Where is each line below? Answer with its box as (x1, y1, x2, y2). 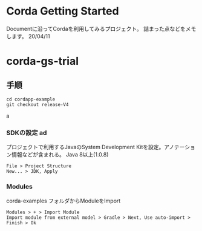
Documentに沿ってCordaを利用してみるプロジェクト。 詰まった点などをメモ (6, 25, 197, 32)
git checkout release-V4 (6, 101, 69, 107)
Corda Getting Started (6, 4, 119, 18)
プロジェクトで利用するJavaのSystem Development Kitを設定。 (6, 144, 165, 151)
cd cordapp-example (6, 96, 56, 102)
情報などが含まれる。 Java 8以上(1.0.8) (11, 151, 109, 158)
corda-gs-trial (6, 55, 79, 68)
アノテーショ (164, 144, 195, 151)
